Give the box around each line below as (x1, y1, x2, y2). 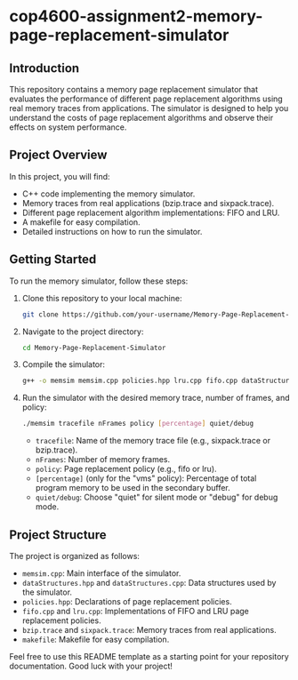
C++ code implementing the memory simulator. (21, 188, 196, 199)
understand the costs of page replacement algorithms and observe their (9, 113, 274, 123)
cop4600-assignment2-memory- (9, 6, 263, 27)
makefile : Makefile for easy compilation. (21, 634, 170, 644)
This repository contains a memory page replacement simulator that (9, 84, 259, 94)
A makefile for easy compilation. (21, 216, 141, 228)
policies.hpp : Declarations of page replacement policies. (21, 596, 233, 606)
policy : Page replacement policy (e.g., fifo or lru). (35, 464, 217, 475)
